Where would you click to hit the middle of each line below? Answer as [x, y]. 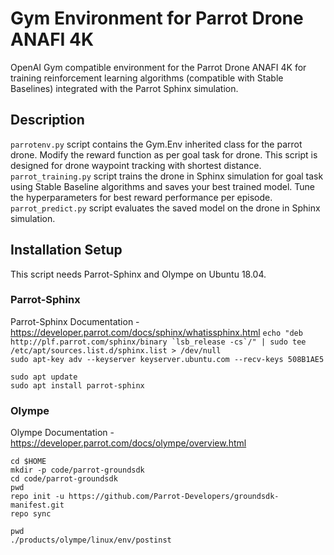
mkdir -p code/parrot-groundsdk [77, 470]
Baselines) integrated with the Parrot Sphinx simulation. [124, 88]
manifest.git [37, 505]
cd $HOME [28, 462]
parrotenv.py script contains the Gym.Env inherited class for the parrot [156, 144]
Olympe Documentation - [62, 433]
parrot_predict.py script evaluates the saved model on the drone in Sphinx [165, 208]
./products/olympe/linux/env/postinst [91, 540]
